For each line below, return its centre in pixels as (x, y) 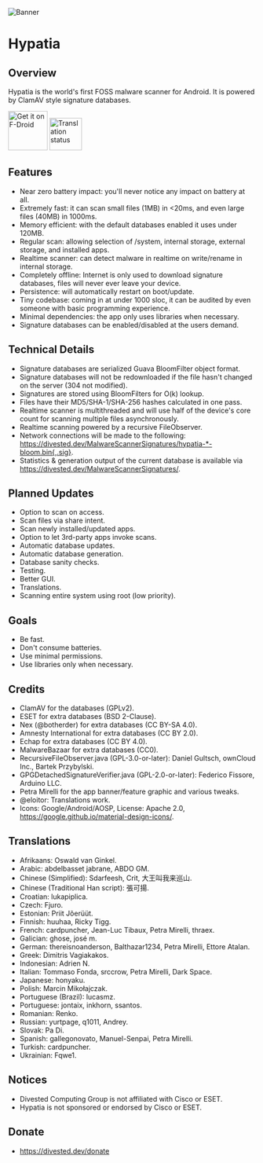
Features (30, 172)
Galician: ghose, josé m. (58, 938)
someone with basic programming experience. (95, 308)
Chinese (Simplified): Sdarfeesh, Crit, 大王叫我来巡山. (106, 878)
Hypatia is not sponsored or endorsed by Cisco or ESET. (111, 1107)
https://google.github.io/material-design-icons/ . (97, 816)
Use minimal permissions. (61, 656)
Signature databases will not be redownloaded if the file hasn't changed (136, 376)
